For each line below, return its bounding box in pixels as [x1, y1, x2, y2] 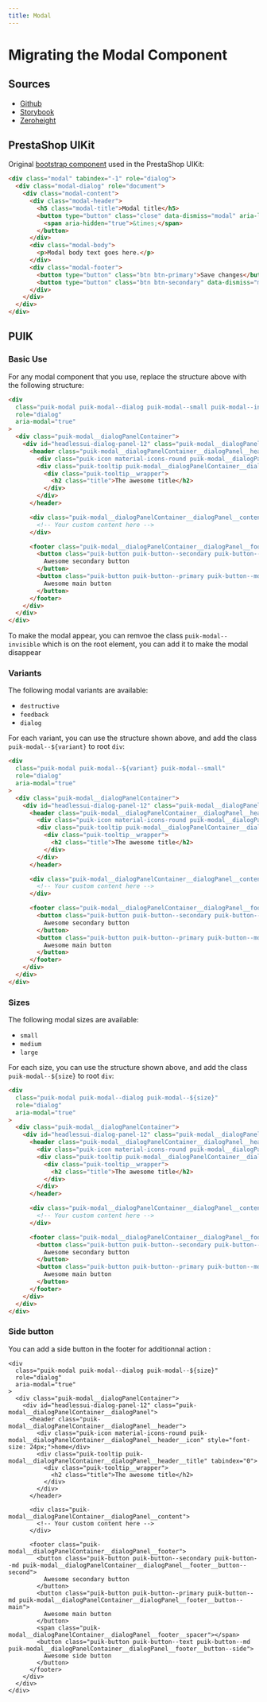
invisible [8, 641, 41, 649]
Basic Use [8, 354, 48, 365]
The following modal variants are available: [8, 685, 149, 696]
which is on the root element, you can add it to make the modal [42, 639, 249, 649]
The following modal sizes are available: [8, 1015, 139, 1025]
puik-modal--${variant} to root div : [8, 742, 126, 751]
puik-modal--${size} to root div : [8, 1071, 114, 1081]
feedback [19, 711, 49, 719]
